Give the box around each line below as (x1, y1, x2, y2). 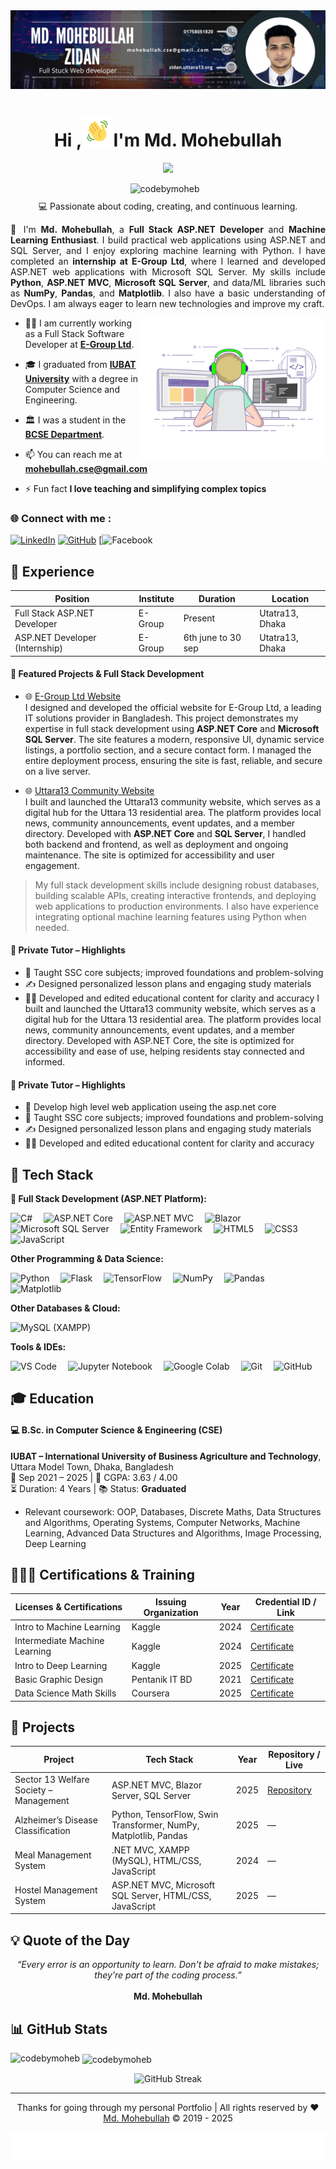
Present (183, 612, 216, 624)
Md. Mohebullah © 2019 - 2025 (103, 2112, 233, 2124)
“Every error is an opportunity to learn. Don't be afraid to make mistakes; (16, 1959, 320, 1971)
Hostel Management (14, 1884, 98, 1896)
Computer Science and (24, 383, 120, 395)
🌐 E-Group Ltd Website (24, 690, 122, 702)
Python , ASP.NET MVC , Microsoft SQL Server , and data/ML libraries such (10, 276, 326, 288)
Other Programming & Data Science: (10, 1252, 164, 1264)
